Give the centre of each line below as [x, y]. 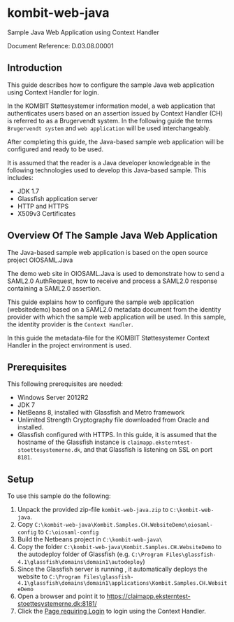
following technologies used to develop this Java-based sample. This [107, 170]
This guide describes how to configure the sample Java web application [111, 85]
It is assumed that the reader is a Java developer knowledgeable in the [109, 163]
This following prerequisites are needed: [65, 384]
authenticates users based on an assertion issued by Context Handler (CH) [115, 113]
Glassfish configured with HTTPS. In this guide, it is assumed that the [117, 435]
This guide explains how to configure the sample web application [101, 302]
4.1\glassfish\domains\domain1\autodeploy [80, 562]
